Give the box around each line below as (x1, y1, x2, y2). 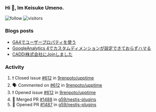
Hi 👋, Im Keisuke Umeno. (5, 4, 64, 11)
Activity (5, 64, 24, 70)
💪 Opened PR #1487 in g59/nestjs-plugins (12, 101, 97, 107)
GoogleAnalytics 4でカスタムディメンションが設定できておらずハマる (12, 45, 151, 51)
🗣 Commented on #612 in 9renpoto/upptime (12, 82, 102, 88)
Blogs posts (5, 28, 34, 34)
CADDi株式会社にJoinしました (12, 51, 73, 57)
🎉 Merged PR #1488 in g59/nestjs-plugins (12, 96, 97, 102)
